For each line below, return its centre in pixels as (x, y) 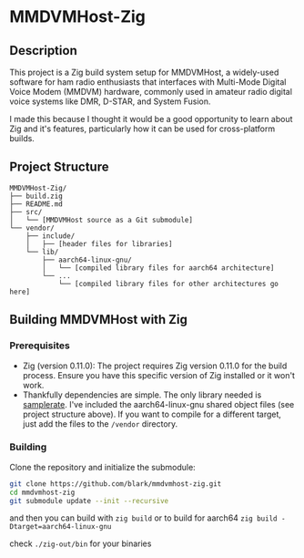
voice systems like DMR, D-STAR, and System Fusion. (110, 101)
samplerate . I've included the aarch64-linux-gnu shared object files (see (158, 404)
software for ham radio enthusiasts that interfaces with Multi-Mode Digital (148, 82)
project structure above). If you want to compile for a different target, (152, 414)
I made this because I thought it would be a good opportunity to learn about (151, 119)
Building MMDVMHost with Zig (99, 320)
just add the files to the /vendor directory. (100, 424)
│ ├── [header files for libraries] (99, 243)
